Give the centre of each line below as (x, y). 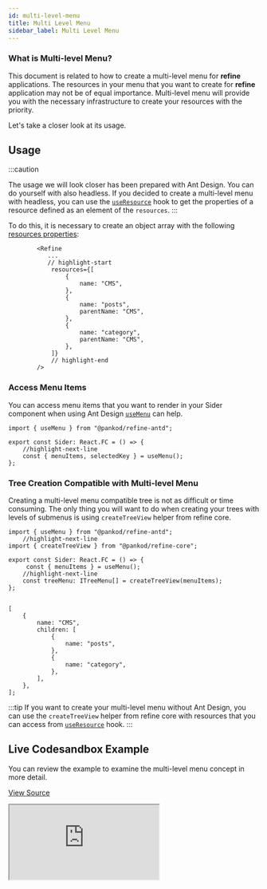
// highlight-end (80, 361)
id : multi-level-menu (44, 16)
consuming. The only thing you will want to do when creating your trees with (134, 509)
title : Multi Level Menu (49, 23)
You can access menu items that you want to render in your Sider (116, 405)
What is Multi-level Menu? (61, 58)
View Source (29, 792)
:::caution (24, 169)
